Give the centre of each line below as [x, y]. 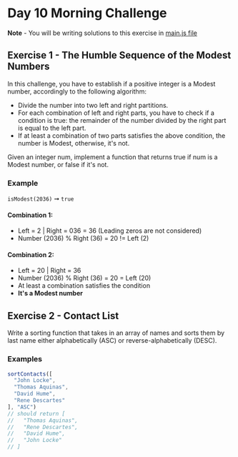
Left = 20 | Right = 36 [49, 271]
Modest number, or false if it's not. [58, 164]
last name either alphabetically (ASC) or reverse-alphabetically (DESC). [112, 341]
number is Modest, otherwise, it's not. [74, 143]
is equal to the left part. [52, 128]
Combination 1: [30, 215]
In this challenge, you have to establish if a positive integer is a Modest [111, 84]
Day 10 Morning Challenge [87, 13]
